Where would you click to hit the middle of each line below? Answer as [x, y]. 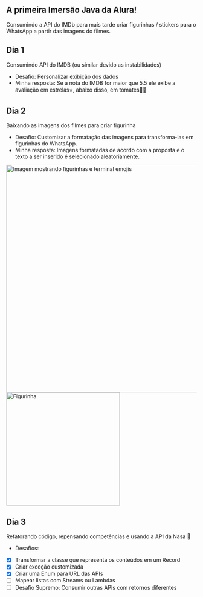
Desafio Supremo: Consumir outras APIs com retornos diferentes [96, 587]
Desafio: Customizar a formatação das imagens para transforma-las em [104, 137]
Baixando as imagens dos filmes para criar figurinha [71, 125]
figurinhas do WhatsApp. [46, 144]
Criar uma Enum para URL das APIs [59, 574]
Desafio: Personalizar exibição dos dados [67, 76]
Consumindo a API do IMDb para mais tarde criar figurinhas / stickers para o [101, 24]
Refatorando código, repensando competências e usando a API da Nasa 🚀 [98, 536]
